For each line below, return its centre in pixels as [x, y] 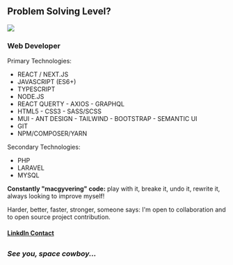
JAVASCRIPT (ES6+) [47, 82]
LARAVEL [31, 168]
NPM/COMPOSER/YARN [52, 134]
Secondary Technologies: [44, 147]
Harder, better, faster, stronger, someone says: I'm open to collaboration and [116, 210]
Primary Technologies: [39, 61]
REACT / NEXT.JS [43, 74]
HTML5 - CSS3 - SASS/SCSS [59, 111]
